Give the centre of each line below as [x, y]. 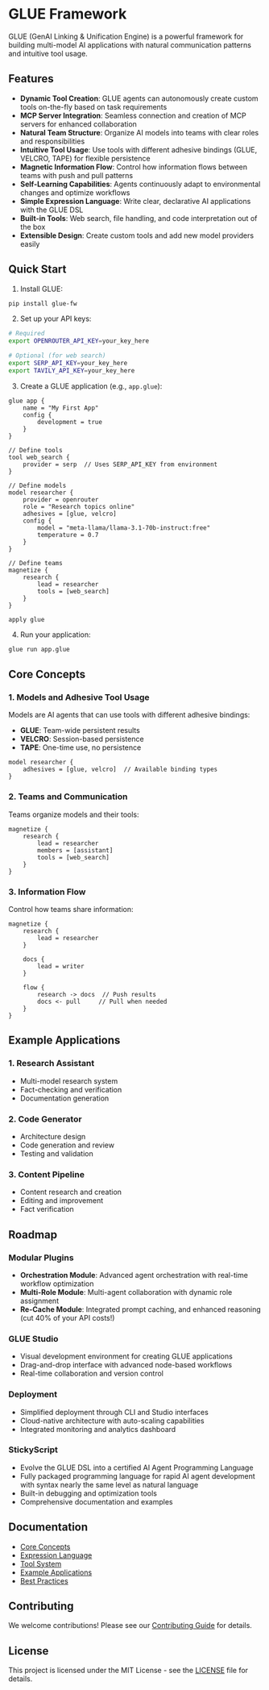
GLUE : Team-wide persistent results [80, 731]
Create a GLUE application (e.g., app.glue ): [91, 386]
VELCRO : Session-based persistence [82, 739]
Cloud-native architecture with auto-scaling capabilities [112, 1421]
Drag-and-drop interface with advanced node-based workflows [126, 1365]
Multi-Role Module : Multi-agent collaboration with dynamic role [126, 1292]
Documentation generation [64, 1098]
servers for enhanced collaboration [78, 124]
